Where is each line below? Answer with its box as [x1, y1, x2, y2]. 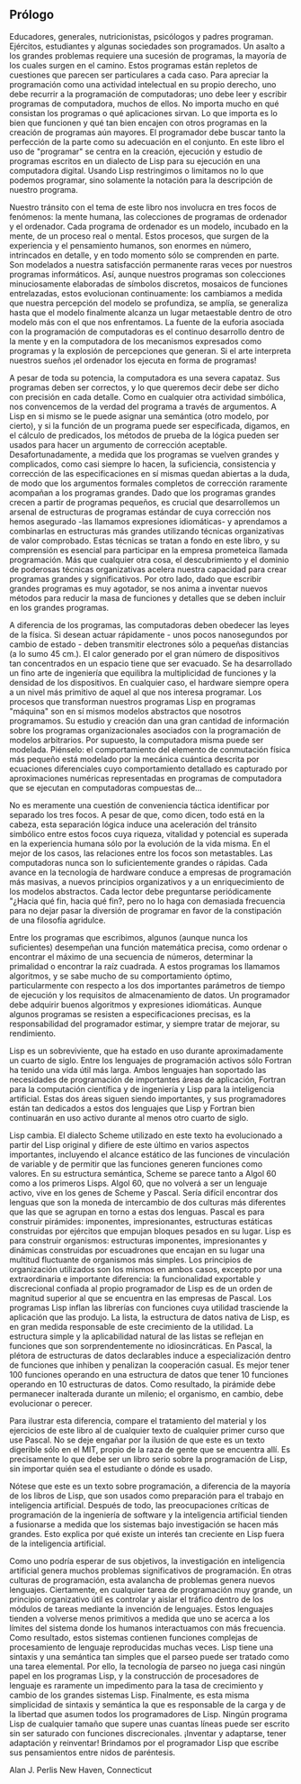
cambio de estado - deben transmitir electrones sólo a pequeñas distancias [9, 639, 289, 650]
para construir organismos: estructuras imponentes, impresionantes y [9, 1234, 268, 1246]
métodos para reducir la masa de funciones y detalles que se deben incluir [9, 592, 286, 603]
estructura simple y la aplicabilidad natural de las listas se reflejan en [9, 1331, 264, 1342]
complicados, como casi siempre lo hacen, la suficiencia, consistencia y [9, 459, 277, 469]
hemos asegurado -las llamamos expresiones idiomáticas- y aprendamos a [9, 515, 288, 526]
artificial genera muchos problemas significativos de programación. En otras [9, 1565, 292, 1576]
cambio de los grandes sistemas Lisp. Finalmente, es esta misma [9, 1689, 250, 1700]
